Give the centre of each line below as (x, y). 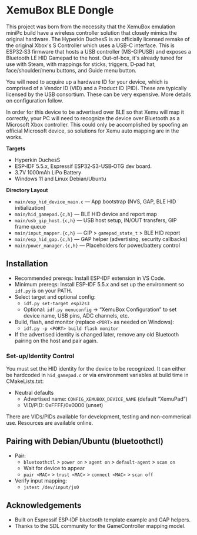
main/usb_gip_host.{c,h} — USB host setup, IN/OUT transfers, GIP (96, 220)
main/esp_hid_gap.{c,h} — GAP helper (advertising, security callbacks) (101, 239)
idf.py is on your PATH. (43, 290)
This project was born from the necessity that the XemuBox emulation (91, 27)
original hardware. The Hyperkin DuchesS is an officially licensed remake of (98, 39)
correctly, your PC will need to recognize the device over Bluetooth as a (93, 118)
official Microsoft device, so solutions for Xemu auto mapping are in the (93, 131)
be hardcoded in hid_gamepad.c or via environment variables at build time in (98, 375)
